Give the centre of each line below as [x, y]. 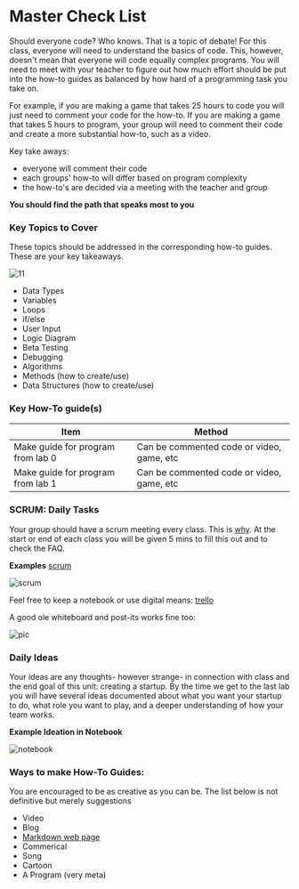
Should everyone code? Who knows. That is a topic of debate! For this [138, 41]
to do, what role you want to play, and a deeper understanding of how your [146, 706]
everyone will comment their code [85, 168]
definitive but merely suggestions [70, 801]
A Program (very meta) [64, 875]
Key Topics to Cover [53, 227]
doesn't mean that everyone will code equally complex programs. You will [145, 60]
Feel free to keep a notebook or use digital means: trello [112, 600]
